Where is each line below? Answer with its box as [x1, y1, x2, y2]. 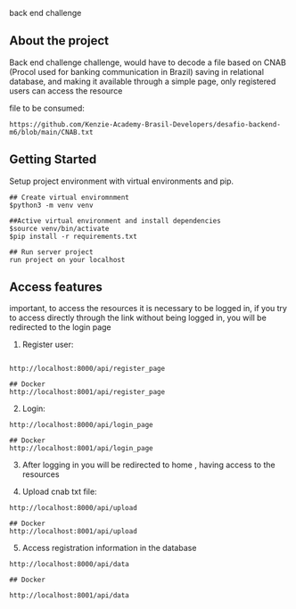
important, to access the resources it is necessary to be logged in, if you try [9, 303, 288, 314]
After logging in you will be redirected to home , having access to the [21, 459, 275, 471]
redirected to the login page [9, 322, 111, 333]
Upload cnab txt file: [21, 486, 97, 498]
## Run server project [9, 247, 94, 257]
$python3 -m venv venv [9, 201, 94, 210]
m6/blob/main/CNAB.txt [9, 128, 94, 136]
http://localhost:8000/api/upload [9, 504, 138, 513]
